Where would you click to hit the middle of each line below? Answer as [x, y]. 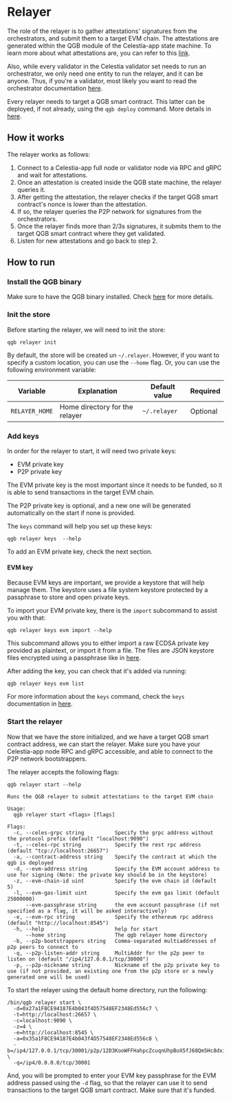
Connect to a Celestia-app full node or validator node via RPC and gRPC [119, 167]
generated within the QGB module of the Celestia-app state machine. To [109, 45]
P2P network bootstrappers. [47, 759]
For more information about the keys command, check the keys [96, 697]
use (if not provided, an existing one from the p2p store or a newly [110, 971]
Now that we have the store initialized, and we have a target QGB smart [108, 737]
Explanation [98, 391]
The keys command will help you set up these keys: [80, 526]
